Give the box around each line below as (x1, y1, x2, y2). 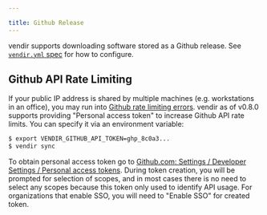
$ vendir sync (8, 142, 56, 151)
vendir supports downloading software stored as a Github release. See (8, 41, 242, 51)
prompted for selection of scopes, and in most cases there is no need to (8, 174, 247, 184)
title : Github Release (8, 18, 84, 26)
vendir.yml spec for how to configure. (8, 49, 134, 59)
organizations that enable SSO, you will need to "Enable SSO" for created (8, 191, 250, 201)
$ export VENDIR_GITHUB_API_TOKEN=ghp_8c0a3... (8, 135, 171, 143)
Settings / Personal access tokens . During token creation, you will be (8, 165, 236, 175)
